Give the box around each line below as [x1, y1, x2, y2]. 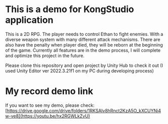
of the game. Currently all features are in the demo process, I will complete [5, 47, 160, 53]
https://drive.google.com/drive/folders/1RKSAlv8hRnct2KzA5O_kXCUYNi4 [7, 107, 161, 113]
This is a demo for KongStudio [5, 4, 134, 15]
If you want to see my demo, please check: [5, 102, 95, 108]
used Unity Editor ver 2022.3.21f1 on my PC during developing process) [5, 67, 154, 74]
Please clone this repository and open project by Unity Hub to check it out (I [5, 62, 163, 68]
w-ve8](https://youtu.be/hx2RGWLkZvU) [5, 113, 90, 119]
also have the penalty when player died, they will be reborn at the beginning [5, 42, 163, 48]
